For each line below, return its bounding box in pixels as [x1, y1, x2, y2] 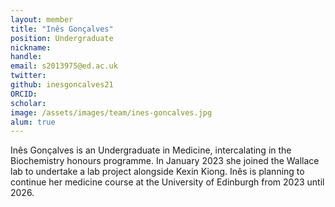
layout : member [10, 14, 74, 25]
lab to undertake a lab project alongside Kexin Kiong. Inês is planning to [10, 166, 305, 178]
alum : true [10, 117, 56, 127]
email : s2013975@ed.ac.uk [10, 61, 118, 71]
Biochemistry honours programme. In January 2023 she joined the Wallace [10, 155, 320, 167]
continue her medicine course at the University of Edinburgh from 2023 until [10, 176, 325, 188]
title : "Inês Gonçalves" [10, 24, 114, 34]
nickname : [10, 42, 52, 53]
